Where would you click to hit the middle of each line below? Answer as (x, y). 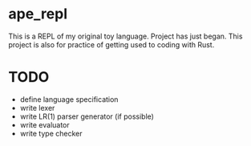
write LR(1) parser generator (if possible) (87, 116)
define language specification (69, 99)
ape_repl (38, 14)
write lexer (37, 107)
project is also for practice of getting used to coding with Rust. (111, 44)
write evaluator (45, 124)
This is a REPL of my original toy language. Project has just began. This (125, 36)
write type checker (51, 133)
